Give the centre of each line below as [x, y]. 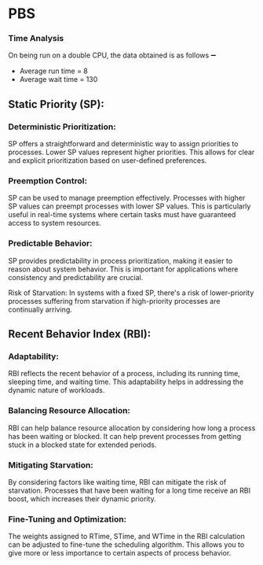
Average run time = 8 [54, 71]
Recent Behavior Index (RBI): [80, 334]
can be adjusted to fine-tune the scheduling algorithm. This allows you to [126, 545]
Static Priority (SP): [56, 104]
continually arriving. [40, 309]
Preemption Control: [48, 181]
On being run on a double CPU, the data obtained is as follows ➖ [112, 55]
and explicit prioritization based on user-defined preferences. [108, 161]
